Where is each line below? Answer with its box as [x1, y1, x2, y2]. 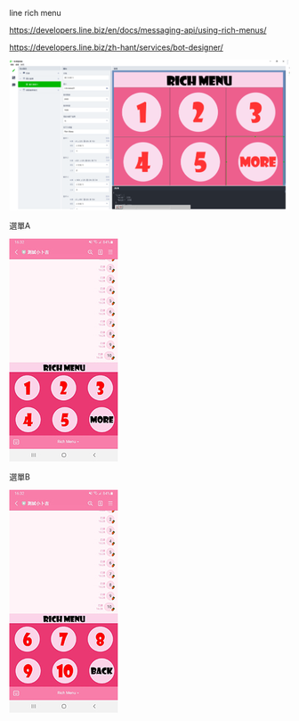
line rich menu [9, 8, 62, 18]
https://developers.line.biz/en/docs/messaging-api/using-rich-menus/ [9, 25, 267, 35]
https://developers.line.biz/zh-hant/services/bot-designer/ [9, 42, 224, 53]
